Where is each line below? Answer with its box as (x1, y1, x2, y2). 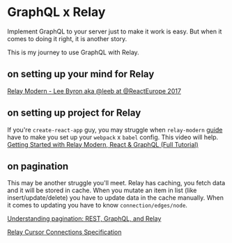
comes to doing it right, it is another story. (7, 34, 127, 42)
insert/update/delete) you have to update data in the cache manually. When (7, 194, 224, 202)
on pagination (7, 160, 69, 172)
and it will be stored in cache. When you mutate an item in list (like (7, 186, 197, 195)
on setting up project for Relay (7, 107, 141, 119)
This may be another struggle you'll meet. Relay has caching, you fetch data (7, 179, 226, 187)
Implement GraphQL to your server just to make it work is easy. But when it (7, 27, 222, 36)
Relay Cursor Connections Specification (7, 228, 122, 237)
